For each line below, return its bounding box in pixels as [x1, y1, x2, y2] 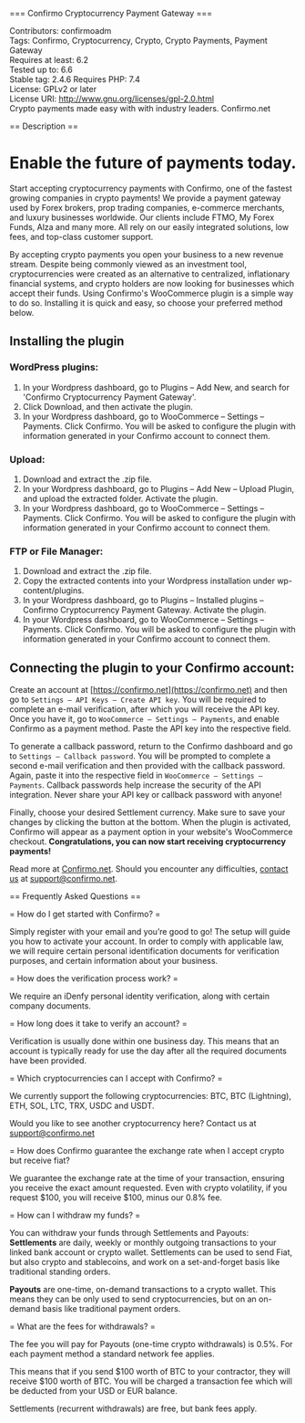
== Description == [9, 120, 79, 131]
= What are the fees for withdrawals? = [9, 1321, 157, 1332]
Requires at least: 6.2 [9, 55, 89, 65]
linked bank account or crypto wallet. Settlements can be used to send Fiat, [9, 1247, 293, 1258]
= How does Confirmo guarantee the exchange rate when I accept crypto [9, 1146, 285, 1156]
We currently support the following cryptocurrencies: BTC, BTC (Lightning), [9, 1091, 291, 1102]
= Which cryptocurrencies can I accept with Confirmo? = [9, 1072, 223, 1084]
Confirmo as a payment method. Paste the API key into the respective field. [9, 723, 291, 734]
